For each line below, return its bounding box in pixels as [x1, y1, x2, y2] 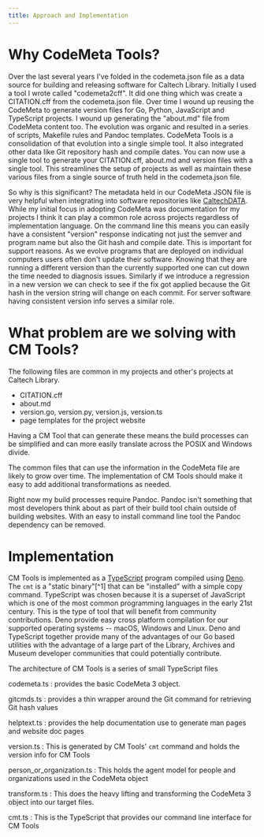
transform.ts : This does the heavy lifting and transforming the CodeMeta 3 [8, 789, 252, 798]
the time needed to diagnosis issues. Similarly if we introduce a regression [8, 271, 250, 281]
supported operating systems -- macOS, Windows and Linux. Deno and [8, 623, 240, 633]
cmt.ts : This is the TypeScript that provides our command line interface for [8, 813, 252, 822]
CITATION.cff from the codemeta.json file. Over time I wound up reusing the [8, 96, 255, 106]
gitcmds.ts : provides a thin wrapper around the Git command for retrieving [8, 694, 252, 704]
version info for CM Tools [8, 750, 91, 760]
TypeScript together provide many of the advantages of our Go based [8, 632, 235, 642]
